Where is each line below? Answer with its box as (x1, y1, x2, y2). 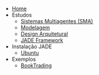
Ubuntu (20, 49, 39, 56)
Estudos (11, 11, 32, 18)
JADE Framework (20, 37, 63, 43)
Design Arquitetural (20, 30, 68, 37)
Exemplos (11, 56, 36, 62)
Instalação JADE (11, 43, 52, 50)
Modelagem (20, 24, 50, 31)
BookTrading (20, 62, 52, 69)
